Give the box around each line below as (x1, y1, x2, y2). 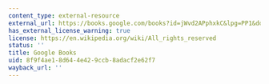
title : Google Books (8, 49, 78, 57)
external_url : (8, 19, 56, 27)
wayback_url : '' (8, 64, 62, 72)
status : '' (8, 42, 45, 50)
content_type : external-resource (8, 11, 120, 20)
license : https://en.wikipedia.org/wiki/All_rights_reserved (8, 34, 217, 42)
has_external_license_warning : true (8, 26, 130, 34)
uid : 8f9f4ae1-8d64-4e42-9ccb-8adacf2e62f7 (8, 57, 156, 65)
